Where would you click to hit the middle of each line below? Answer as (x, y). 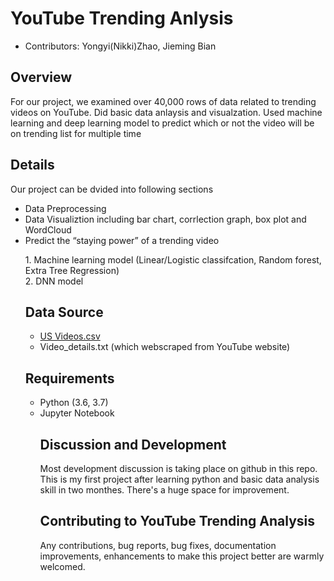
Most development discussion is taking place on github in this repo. (178, 468)
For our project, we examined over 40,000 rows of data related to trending (163, 101)
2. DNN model (54, 281)
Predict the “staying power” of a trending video (122, 240)
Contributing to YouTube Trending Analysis (177, 521)
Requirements (69, 378)
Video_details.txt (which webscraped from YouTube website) (165, 347)
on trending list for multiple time (76, 133)
